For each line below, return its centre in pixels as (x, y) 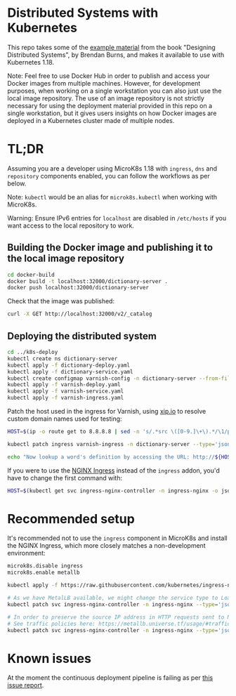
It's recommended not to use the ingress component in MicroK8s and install (117, 538)
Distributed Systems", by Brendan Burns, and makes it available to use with (116, 55)
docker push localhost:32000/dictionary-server (78, 288)
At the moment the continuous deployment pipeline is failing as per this (110, 678)
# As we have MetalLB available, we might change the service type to (113, 598)
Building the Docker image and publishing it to (110, 248)
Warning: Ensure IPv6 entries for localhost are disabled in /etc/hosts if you (117, 218)
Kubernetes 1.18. (31, 62)
